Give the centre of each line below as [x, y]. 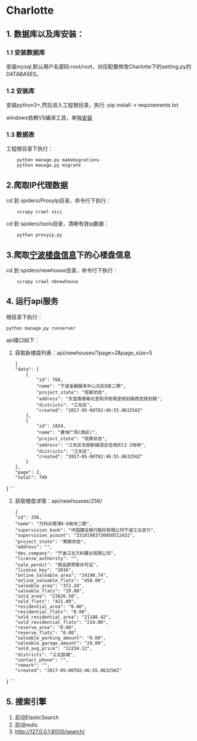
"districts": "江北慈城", [45, 654]
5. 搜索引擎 [26, 702]
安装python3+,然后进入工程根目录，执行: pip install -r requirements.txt [92, 105]
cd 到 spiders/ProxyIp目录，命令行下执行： [59, 201]
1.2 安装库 [20, 91]
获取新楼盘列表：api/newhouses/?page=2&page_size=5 [84, 352]
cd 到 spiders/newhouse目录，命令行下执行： [62, 270]
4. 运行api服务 [32, 301]
